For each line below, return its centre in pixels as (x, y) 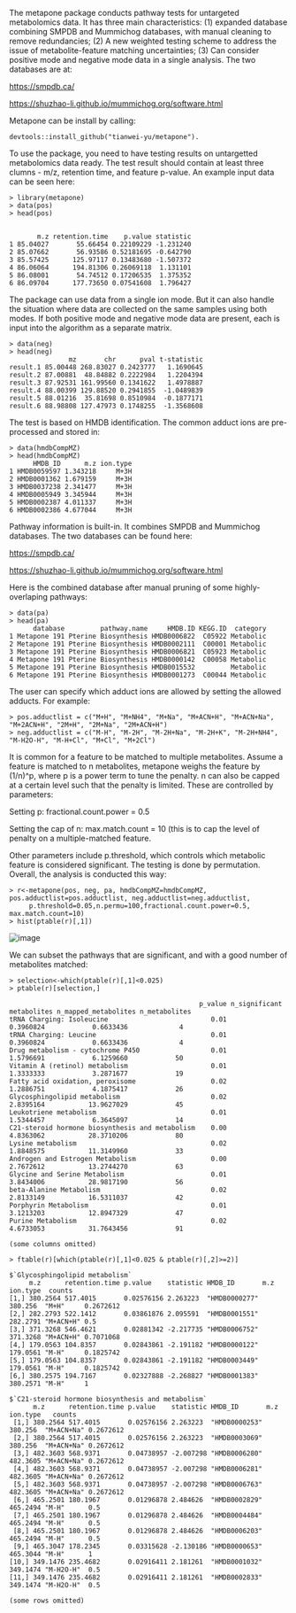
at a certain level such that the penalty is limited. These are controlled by (141, 785)
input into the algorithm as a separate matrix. (91, 328)
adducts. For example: (50, 701)
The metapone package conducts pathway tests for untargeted (125, 13)
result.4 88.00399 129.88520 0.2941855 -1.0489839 (106, 391)
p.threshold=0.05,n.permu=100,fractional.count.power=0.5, (140, 906)
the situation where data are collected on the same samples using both (138, 309)
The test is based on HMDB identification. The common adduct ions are (139, 423)
